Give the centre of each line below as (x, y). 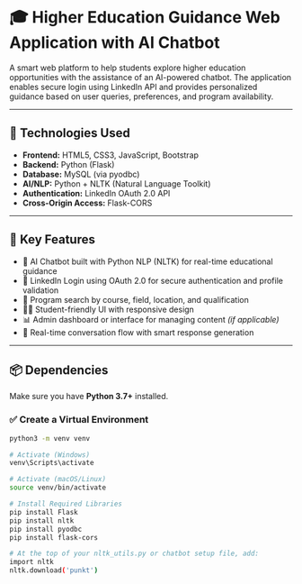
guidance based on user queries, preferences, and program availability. (142, 96)
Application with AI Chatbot (115, 43)
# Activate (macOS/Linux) (58, 479)
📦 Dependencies (59, 370)
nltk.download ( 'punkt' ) (54, 570)
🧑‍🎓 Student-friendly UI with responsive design (108, 309)
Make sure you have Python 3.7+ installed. (89, 397)
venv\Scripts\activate (52, 463)
